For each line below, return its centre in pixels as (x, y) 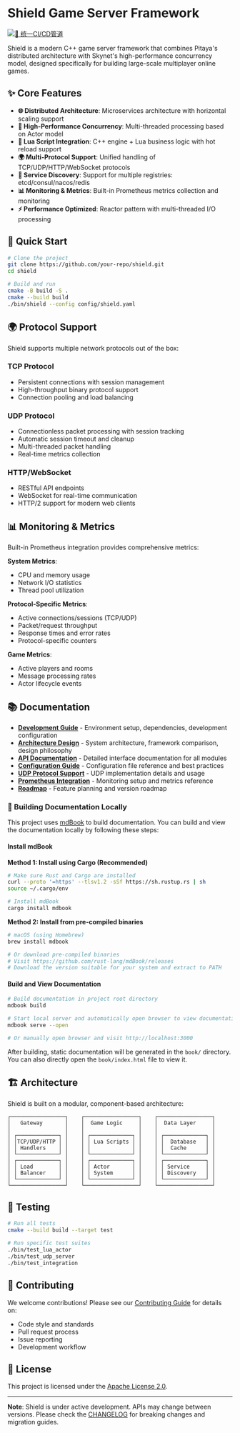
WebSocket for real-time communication (77, 496)
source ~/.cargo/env (38, 889)
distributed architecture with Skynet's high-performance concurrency (110, 56)
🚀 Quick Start (37, 242)
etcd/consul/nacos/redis (54, 182)
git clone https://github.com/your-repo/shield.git (86, 265)
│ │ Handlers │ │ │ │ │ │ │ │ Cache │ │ (111, 1148)
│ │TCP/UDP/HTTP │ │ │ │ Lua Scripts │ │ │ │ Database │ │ (111, 1142)
